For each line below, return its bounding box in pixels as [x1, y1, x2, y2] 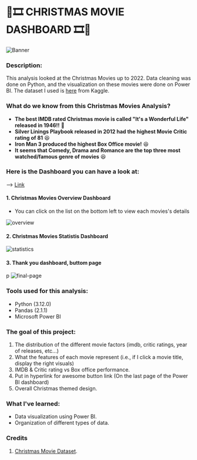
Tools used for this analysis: [6, 287, 88, 295]
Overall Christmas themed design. [14, 385, 98, 392]
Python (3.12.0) [14, 300, 52, 307]
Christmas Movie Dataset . [14, 447, 78, 455]
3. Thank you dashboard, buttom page [6, 259, 102, 266]
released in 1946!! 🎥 [14, 121, 65, 129]
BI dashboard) [14, 379, 49, 386]
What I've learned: [6, 399, 61, 408]
